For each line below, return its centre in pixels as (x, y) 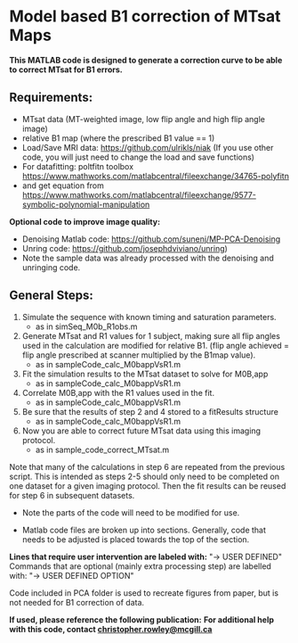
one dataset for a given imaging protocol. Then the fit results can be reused (148, 486)
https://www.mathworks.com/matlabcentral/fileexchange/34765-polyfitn (155, 176)
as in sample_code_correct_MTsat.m (102, 449)
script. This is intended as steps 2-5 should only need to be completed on (145, 476)
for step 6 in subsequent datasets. (72, 495)
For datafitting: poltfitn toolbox (78, 166)
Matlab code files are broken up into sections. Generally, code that (144, 530)
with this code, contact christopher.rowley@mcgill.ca (111, 629)
